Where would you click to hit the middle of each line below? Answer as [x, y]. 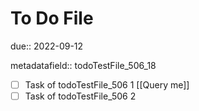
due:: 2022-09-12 [47, 46]
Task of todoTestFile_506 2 [80, 96]
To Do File [52, 18]
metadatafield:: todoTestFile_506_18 [83, 65]
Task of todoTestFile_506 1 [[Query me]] [107, 84]
